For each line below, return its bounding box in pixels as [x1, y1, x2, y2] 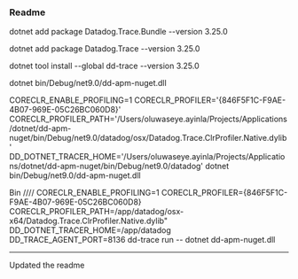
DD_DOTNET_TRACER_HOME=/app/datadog [9, 225, 171, 236]
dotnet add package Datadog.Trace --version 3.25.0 [9, 43, 200, 54]
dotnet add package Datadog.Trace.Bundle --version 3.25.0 [9, 27, 228, 37]
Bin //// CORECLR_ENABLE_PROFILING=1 [9, 188, 160, 198]
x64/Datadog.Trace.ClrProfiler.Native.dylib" [9, 215, 169, 227]
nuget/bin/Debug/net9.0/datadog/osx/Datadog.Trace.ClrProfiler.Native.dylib [9, 133, 287, 143]
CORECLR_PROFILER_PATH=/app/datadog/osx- [9, 206, 184, 217]
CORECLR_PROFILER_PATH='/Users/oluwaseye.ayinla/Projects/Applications [9, 113, 288, 125]
